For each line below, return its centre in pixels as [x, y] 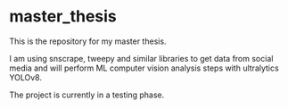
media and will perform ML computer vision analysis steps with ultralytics [144, 68]
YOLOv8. [26, 77]
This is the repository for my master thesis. [88, 41]
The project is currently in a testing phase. [87, 95]
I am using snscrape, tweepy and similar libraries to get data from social [141, 58]
